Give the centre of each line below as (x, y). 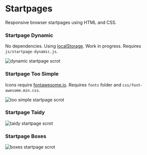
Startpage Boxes (26, 136)
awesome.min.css (22, 90)
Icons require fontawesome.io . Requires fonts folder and (63, 84)
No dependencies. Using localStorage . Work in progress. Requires (73, 46)
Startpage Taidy (25, 112)
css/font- (133, 85)
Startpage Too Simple (32, 74)
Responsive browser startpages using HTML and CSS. (61, 22)
